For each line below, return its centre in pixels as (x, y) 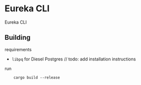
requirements (18, 49)
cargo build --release (37, 77)
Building (18, 38)
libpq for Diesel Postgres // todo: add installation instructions (74, 59)
